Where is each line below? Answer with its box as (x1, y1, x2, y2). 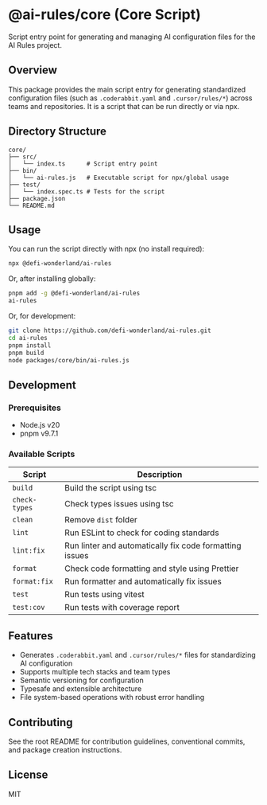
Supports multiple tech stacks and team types (19, 667, 171, 677)
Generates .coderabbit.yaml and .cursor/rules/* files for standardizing (19, 651, 256, 660)
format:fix (12, 577, 53, 586)
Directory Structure (8, 125, 107, 139)
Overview (8, 64, 58, 77)
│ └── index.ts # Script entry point (8, 159, 158, 168)
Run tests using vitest (64, 589, 145, 600)
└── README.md (8, 201, 56, 209)
